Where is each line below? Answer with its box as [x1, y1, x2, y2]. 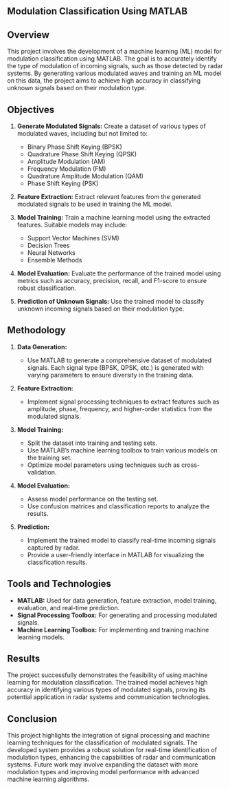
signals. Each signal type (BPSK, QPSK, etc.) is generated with [27, 363, 204, 371]
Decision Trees [27, 241, 70, 250]
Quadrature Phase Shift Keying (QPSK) [27, 150, 137, 158]
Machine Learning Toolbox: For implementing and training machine [16, 625, 209, 634]
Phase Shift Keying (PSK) [27, 179, 99, 188]
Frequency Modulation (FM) [27, 165, 106, 173]
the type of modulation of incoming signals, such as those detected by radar [7, 62, 223, 70]
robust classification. [16, 284, 77, 292]
